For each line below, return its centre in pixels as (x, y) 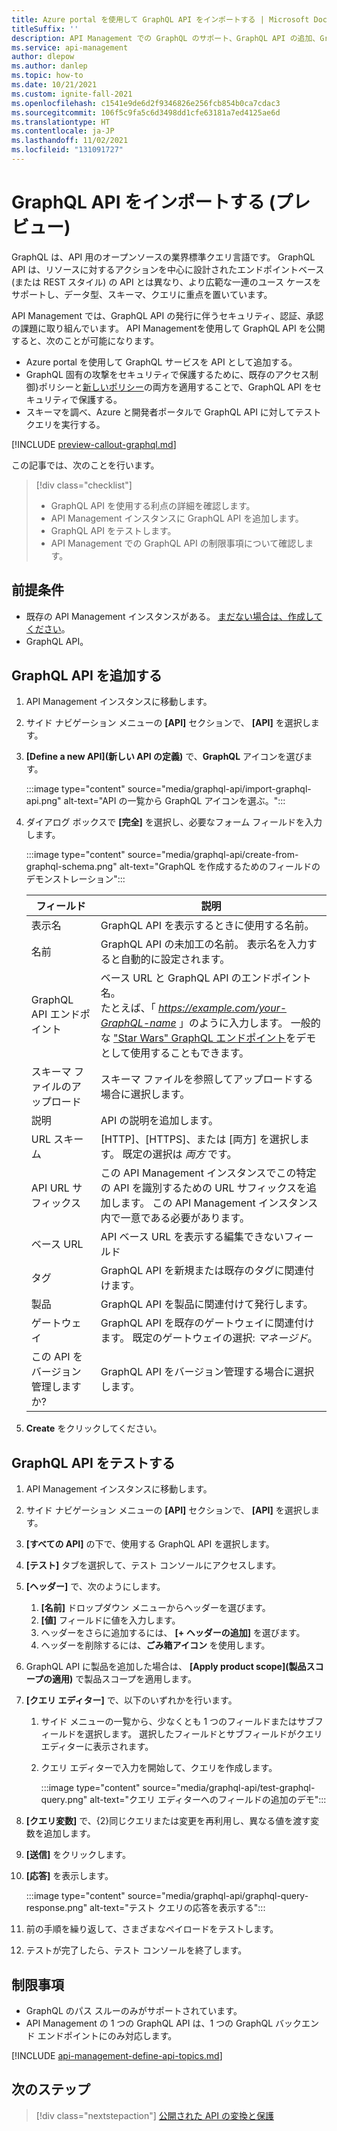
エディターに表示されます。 (97, 1747)
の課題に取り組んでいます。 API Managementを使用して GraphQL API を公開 (168, 328)
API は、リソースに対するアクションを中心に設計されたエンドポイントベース (168, 269)
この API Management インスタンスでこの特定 (208, 1173)
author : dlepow (43, 57)
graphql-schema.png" (71, 867)
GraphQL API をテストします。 (113, 530)
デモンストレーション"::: (75, 879)
